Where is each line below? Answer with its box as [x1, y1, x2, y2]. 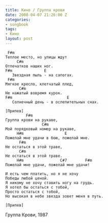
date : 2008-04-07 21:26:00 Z [5, 12, 67, 17]
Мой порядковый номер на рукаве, [5, 126, 76, 131]
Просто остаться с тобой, [5, 189, 60, 194]
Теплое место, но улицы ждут [5, 54, 67, 59]
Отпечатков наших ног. [5, 64, 53, 69]
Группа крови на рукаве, [5, 117, 58, 123]
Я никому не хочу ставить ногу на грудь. [5, 180, 95, 185]
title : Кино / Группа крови [5, 7, 65, 13]
